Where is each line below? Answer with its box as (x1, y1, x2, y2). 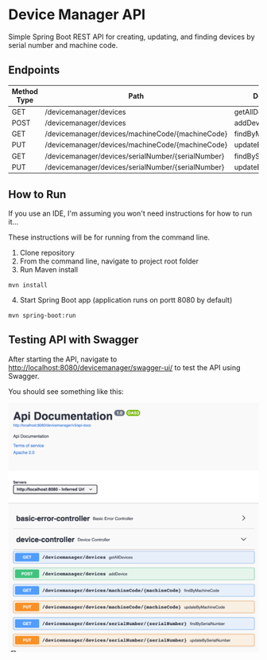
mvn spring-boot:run (8, 312, 77, 320)
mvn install (8, 281, 48, 290)
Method (11, 87, 38, 96)
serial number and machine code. (8, 40, 118, 49)
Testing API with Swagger (8, 333, 139, 347)
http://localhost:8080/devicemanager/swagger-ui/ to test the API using (8, 362, 241, 372)
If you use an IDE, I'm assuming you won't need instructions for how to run (8, 209, 253, 218)
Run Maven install (19, 265, 78, 275)
